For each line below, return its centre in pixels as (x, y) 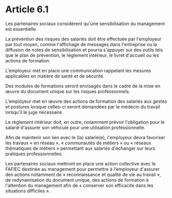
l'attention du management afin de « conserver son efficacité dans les (79, 185)
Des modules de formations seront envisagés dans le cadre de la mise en (83, 86)
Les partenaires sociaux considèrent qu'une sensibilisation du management (85, 24)
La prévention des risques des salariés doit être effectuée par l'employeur (83, 39)
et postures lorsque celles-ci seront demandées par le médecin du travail (83, 106)
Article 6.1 (27, 9)
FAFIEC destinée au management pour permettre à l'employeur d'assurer (83, 169)
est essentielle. (21, 29)
